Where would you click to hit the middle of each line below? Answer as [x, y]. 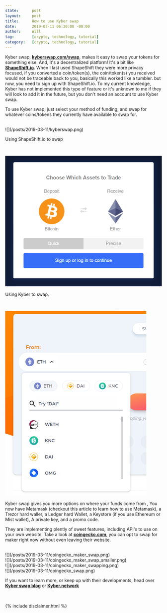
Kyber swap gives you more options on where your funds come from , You [81, 503]
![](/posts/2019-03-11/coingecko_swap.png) [50, 571]
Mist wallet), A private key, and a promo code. [52, 519]
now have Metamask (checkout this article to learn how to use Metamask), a [83, 509]
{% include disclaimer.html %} [36, 606]
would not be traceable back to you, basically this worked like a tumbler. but [83, 78]
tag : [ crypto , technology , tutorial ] [52, 37]
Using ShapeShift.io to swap [34, 139]
